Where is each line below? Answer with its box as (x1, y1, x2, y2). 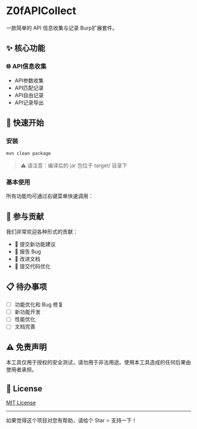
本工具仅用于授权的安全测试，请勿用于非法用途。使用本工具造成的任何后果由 (6, 359, 191, 366)
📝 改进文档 (14, 255, 40, 262)
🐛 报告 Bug (14, 248, 41, 255)
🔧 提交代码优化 (14, 263, 51, 270)
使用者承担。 (6, 366, 37, 373)
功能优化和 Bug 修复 (14, 301, 63, 308)
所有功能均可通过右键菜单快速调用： (6, 192, 94, 199)
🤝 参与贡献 (6, 211, 44, 221)
